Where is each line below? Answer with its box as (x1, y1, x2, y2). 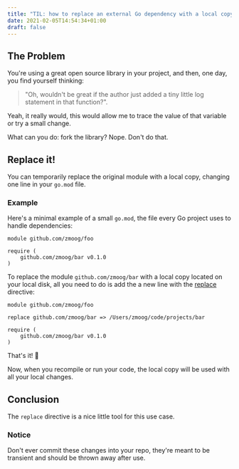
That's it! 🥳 (7, 352, 39, 360)
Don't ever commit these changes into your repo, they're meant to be (7, 446, 210, 455)
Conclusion (7, 393, 60, 406)
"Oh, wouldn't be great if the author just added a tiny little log (24, 90, 204, 99)
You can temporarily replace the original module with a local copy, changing (7, 172, 230, 181)
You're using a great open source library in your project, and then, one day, (7, 69, 228, 78)
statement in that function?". (24, 98, 108, 107)
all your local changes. (7, 373, 73, 381)
